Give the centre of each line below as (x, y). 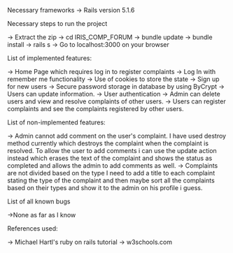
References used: (33, 229)
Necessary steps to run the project (57, 23)
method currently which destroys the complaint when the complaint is (108, 143)
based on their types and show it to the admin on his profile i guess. (105, 188)
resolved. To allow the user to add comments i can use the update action (112, 151)
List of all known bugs (39, 201)
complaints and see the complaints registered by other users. (96, 109)
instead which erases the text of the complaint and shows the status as (110, 158)
